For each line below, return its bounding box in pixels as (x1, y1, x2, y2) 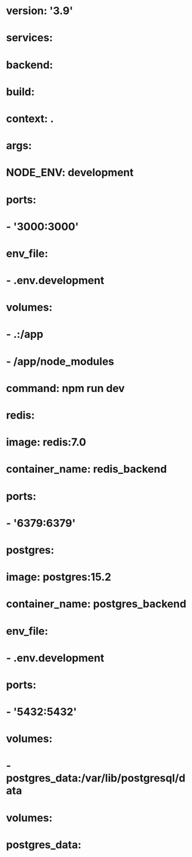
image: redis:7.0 (6, 436, 86, 449)
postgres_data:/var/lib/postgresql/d (6, 772, 186, 785)
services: (6, 31, 53, 45)
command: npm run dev (6, 381, 125, 395)
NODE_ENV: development (6, 166, 134, 179)
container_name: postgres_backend (6, 597, 187, 611)
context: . (6, 112, 54, 125)
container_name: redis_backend (6, 463, 167, 476)
